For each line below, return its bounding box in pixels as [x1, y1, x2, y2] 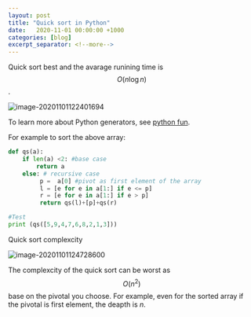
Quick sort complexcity [8, 234, 83, 244]
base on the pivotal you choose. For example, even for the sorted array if [8, 291, 244, 300]
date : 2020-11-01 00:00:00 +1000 [8, 26, 125, 34]
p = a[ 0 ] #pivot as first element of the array [39, 177, 202, 185]
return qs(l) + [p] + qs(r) [39, 199, 118, 207]
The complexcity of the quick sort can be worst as [8, 265, 171, 275]
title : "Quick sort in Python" [8, 19, 111, 27]
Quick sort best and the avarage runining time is [8, 62, 163, 72]
